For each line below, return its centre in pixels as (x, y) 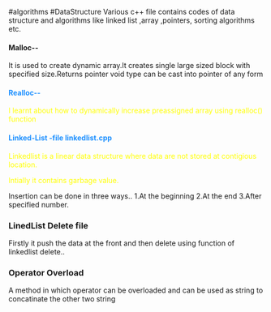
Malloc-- (24, 47)
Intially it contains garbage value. (64, 180)
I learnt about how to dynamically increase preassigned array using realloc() (136, 111)
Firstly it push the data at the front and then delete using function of (122, 243)
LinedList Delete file (49, 225)
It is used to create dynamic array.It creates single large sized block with (129, 66)
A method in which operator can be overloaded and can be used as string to (136, 290)
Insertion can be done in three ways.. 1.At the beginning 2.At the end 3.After (135, 196)
